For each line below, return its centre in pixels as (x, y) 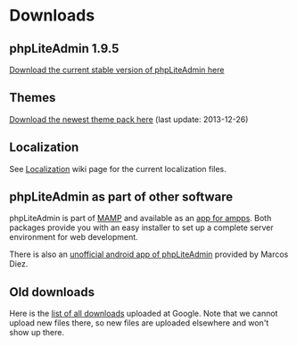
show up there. (37, 333)
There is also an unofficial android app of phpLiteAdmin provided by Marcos (149, 254)
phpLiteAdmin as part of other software (121, 197)
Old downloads (52, 292)
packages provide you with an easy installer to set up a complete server (141, 227)
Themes (33, 98)
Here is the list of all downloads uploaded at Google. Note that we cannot (144, 314)
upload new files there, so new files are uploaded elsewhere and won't (139, 323)
